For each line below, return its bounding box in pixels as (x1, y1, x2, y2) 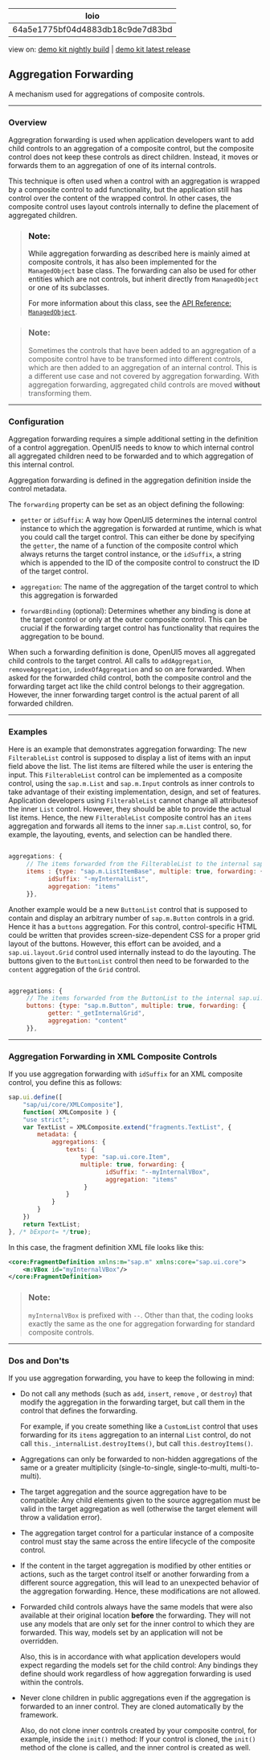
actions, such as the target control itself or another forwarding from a (19, 1569, 250, 1579)
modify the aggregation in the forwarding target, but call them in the (19, 1397, 245, 1407)
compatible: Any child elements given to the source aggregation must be (19, 1495, 261, 1505)
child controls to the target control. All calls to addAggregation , (8, 656, 214, 665)
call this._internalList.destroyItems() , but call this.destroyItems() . (19, 1438, 253, 1448)
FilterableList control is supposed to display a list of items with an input (8, 753, 252, 763)
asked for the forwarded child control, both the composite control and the (8, 673, 252, 682)
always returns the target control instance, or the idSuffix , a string (19, 549, 242, 558)
